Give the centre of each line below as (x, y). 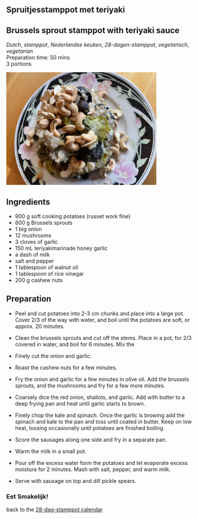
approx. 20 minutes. (40, 326)
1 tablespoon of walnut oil (46, 267)
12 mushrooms (33, 235)
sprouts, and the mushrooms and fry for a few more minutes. (90, 385)
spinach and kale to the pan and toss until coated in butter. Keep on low (103, 421)
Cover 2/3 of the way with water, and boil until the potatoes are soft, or (102, 320)
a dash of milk (32, 255)
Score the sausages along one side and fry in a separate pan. (91, 439)
